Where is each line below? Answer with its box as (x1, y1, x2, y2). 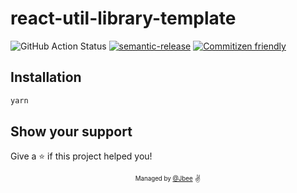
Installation (10, 69, 82, 86)
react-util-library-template (10, 7, 237, 30)
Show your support (10, 123, 133, 141)
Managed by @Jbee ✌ (134, 174, 202, 184)
